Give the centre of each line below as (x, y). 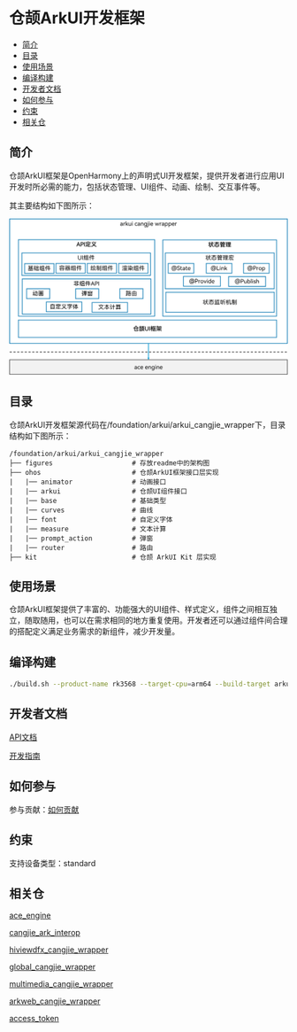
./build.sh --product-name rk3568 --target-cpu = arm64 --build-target (140, 684)
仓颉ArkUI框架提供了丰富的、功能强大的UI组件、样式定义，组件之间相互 (140, 609)
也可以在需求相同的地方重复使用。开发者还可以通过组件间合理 (175, 620)
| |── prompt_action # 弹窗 (81, 538)
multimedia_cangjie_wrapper (61, 984)
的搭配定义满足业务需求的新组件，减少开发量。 (94, 632)
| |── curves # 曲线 (81, 510)
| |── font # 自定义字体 (91, 519)
